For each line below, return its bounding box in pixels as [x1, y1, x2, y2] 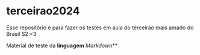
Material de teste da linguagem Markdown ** [6, 42, 118, 49]
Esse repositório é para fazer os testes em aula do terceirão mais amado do [6, 24, 194, 31]
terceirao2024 [6, 4, 80, 18]
